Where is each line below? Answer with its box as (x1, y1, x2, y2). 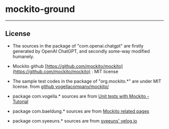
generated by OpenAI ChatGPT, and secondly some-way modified (12, 48, 150, 54)
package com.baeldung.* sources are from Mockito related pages (12, 108, 149, 114)
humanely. (12, 53, 34, 59)
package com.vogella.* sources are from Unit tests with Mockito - (12, 93, 149, 99)
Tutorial (12, 98, 29, 104)
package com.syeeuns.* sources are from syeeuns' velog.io (12, 117, 137, 123)
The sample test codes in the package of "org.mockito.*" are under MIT (12, 78, 162, 84)
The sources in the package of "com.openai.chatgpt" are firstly (12, 42, 144, 48)
